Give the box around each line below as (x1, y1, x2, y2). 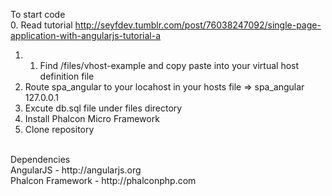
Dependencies (10, 154, 71, 165)
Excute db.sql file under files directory (24, 102, 183, 114)
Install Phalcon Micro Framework (24, 113, 160, 124)
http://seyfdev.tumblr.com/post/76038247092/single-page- (74, 19, 322, 31)
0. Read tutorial (10, 19, 73, 31)
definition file (39, 70, 95, 82)
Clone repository (24, 124, 95, 135)
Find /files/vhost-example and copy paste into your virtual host (39, 60, 300, 71)
